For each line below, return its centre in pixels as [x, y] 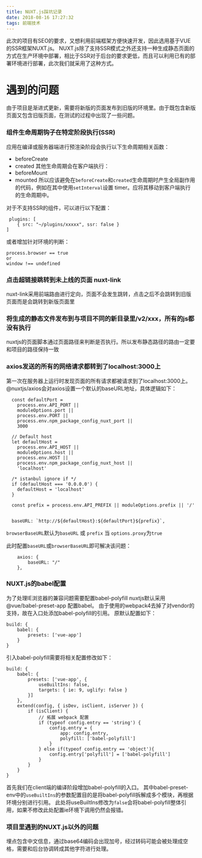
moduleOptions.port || [45, 410]
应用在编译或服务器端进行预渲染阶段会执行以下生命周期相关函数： [88, 147]
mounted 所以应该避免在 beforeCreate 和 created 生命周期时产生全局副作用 [105, 180]
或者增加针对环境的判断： [38, 241]
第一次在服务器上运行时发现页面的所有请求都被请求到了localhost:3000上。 [99, 381]
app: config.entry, [84, 733]
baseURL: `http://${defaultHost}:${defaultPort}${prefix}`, [88, 521]
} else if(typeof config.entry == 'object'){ [96, 749]
